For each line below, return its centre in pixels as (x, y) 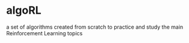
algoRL (24, 10)
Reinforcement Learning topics (45, 33)
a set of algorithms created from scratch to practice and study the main (95, 27)
